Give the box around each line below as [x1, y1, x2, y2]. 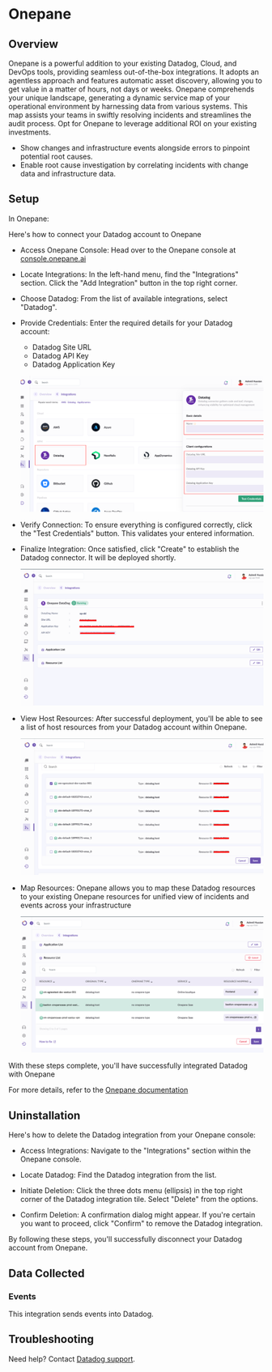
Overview [8, 37, 59, 51]
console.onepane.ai [19, 253, 87, 263]
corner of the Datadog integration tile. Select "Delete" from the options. [19, 1195, 259, 1204]
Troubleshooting [8, 1332, 95, 1346]
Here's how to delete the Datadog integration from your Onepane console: [8, 1130, 257, 1140]
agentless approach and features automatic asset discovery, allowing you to [8, 76, 263, 85]
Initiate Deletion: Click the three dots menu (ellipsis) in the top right [19, 1186, 243, 1196]
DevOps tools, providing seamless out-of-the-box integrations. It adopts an [8, 67, 259, 77]
